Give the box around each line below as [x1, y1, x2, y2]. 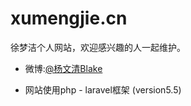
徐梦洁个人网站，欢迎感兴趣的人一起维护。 [10, 41, 186, 53]
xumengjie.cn [10, 7, 128, 30]
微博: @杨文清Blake [24, 62, 103, 74]
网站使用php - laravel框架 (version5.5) [24, 83, 182, 96]
